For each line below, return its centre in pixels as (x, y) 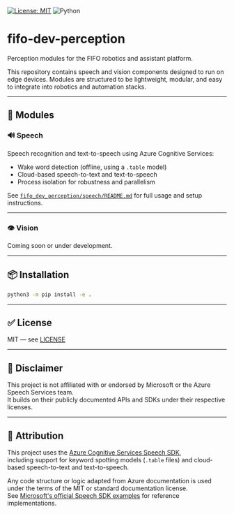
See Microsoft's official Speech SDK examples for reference (93, 496)
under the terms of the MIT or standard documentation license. (97, 488)
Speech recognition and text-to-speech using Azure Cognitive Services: (111, 153)
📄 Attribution (36, 435)
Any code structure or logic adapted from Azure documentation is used (110, 481)
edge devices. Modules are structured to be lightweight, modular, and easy (115, 79)
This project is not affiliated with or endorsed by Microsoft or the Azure (109, 385)
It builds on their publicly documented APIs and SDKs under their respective (116, 400)
